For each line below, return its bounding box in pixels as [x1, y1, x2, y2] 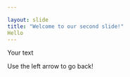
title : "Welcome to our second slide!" [7, 22, 124, 30]
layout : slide [7, 16, 49, 23]
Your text [7, 48, 34, 57]
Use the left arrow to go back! [7, 62, 93, 71]
